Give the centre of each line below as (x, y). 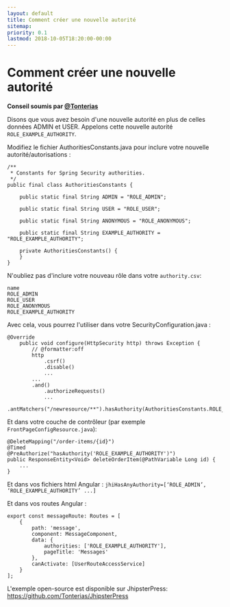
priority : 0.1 (27, 33)
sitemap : (20, 26)
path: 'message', (56, 528)
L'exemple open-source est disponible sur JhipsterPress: (87, 589)
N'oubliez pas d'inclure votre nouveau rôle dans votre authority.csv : (104, 276)
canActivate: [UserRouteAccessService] (89, 564)
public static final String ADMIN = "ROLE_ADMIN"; (93, 197)
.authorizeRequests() (75, 391)
